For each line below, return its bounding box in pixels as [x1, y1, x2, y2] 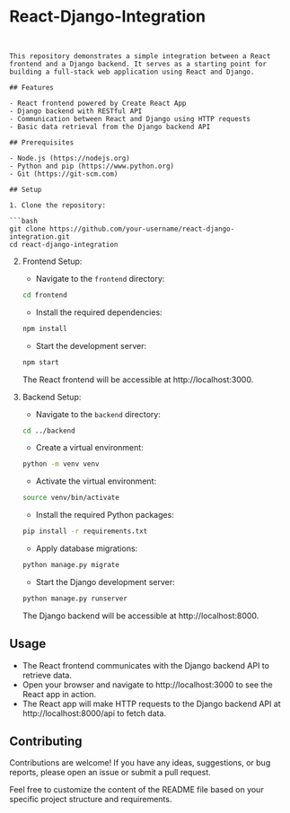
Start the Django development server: [35, 576, 175, 587]
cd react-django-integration [9, 240, 119, 249]
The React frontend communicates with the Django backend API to [22, 660, 269, 670]
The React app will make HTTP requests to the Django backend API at [22, 698, 281, 709]
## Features [9, 83, 54, 92]
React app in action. [22, 688, 97, 699]
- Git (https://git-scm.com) [9, 169, 119, 179]
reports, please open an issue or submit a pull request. [9, 767, 211, 778]
